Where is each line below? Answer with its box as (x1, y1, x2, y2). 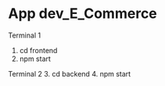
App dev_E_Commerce (8, 5, 158, 23)
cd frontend (19, 45, 58, 55)
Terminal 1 (8, 30, 41, 40)
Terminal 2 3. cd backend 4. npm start (8, 69, 131, 78)
